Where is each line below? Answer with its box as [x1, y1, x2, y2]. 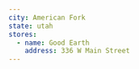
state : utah [8, 22, 53, 30]
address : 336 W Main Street [24, 47, 130, 56]
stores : [8, 30, 38, 39]
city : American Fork [8, 13, 87, 22]
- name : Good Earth [16, 38, 90, 47]
